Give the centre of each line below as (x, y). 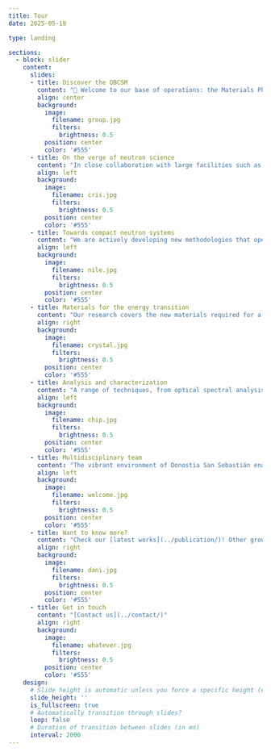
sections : (25, 52)
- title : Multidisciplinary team (86, 457)
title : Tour (28, 16)
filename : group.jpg (86, 120)
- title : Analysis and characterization (98, 382)
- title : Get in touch (68, 608)
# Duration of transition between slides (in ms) (115, 728)
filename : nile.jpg (84, 270)
